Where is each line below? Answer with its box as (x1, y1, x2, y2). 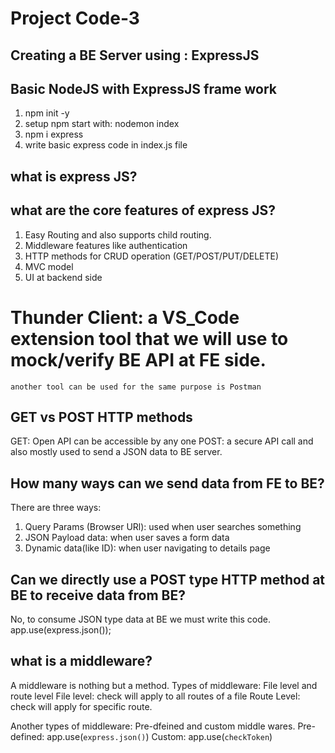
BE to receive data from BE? (10, 587, 186, 604)
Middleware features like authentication (24, 239, 188, 251)
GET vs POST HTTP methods (10, 408, 193, 426)
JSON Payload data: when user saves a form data (24, 532, 230, 544)
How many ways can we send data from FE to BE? (10, 475, 325, 492)
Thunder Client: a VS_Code (10, 306, 240, 329)
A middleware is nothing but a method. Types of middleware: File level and (10, 679, 318, 691)
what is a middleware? (10, 653, 153, 670)
